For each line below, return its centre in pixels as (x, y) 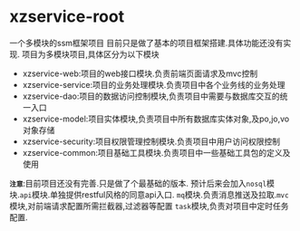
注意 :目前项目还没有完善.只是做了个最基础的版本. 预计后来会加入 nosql (138, 183)
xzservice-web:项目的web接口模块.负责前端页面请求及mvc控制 (140, 73)
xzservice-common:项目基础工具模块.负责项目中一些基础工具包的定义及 (156, 152)
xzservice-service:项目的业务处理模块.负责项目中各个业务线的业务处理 (154, 84)
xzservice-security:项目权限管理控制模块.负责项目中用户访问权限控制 (151, 141)
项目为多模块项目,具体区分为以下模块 (91, 54)
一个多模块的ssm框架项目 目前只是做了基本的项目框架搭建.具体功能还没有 (146, 43)
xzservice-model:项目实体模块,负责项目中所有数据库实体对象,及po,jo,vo (156, 119)
